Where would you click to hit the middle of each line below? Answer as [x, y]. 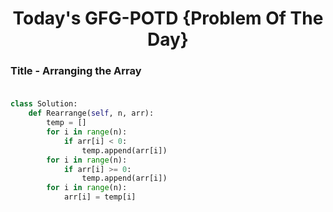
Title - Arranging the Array [76, 71]
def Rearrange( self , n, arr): [91, 113]
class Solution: [44, 104]
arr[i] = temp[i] [100, 197]
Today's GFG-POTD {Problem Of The [168, 18]
